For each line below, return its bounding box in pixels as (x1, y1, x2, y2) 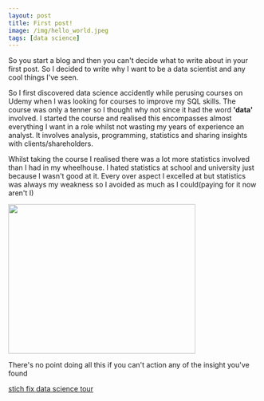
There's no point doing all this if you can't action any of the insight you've (8, 360, 250, 370)
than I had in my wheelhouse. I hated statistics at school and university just (8, 163, 255, 172)
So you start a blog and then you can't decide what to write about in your (8, 56, 249, 65)
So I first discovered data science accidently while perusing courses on (8, 88, 243, 98)
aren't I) (8, 188, 34, 198)
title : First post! (8, 19, 73, 27)
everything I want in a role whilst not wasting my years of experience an (8, 122, 245, 132)
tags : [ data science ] (8, 33, 81, 42)
